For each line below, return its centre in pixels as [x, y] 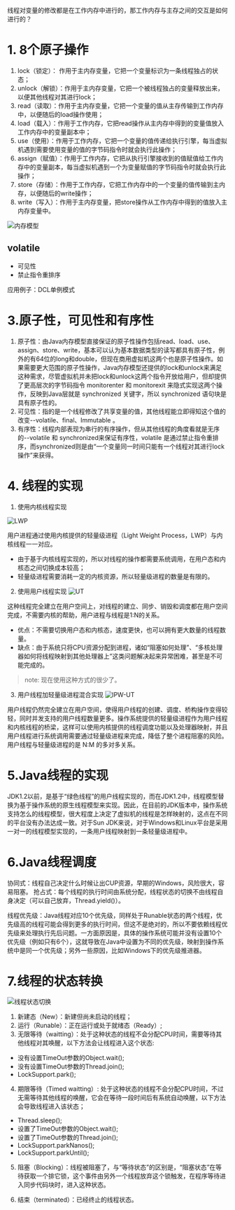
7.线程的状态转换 [55, 981]
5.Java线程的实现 [58, 775]
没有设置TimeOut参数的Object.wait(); [71, 1058]
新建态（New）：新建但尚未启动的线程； [74, 1017]
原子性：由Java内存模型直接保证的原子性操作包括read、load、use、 [116, 341]
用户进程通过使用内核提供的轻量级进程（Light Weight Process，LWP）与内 [115, 535]
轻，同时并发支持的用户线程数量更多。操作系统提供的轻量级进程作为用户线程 [117, 718]
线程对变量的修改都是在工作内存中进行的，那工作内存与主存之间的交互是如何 [117, 10]
